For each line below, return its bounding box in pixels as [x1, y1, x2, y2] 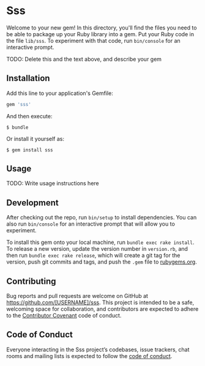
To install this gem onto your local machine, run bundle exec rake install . [6, 238, 195, 246]
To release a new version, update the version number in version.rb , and [6, 245, 188, 253]
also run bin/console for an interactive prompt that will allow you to [6, 220, 176, 227]
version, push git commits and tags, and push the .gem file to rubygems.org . [6, 258, 198, 265]
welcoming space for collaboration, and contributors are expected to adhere [6, 305, 199, 313]
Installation [6, 73, 50, 83]
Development [6, 197, 59, 208]
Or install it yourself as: [6, 135, 64, 142]
